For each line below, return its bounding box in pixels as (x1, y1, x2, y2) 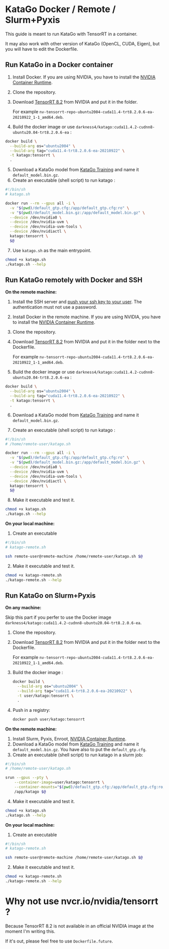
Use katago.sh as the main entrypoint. (12, 247, 92, 253)
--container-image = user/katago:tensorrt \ (14, 780, 105, 785)
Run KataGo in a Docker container (5, 60, 113, 69)
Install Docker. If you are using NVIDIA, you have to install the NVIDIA (12, 74, 156, 80)
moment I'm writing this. (5, 928, 55, 934)
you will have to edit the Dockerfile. (5, 46, 78, 52)
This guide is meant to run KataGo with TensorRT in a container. (5, 31, 138, 37)
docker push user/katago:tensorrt (12, 716, 85, 722)
